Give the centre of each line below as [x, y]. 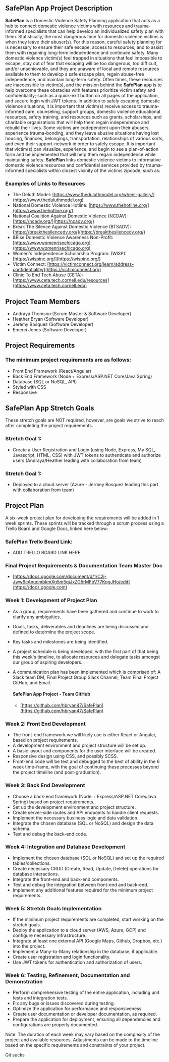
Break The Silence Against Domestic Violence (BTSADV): [72, 227]
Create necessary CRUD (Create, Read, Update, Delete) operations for [86, 868]
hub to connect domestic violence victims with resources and [69, 26]
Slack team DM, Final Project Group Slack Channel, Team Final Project [86, 677]
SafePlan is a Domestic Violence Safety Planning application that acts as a [83, 20]
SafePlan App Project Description [59, 8]
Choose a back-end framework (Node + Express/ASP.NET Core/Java [84, 796]
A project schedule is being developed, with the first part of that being [86, 651]
